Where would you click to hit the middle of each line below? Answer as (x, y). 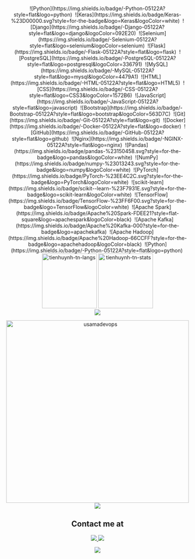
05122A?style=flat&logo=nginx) (85, 145)
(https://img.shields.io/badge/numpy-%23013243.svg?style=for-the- (97, 164)
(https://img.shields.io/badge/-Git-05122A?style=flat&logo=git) (85, 120)
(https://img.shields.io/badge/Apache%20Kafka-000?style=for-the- (97, 225)
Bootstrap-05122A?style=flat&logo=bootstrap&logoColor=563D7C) (90, 114)
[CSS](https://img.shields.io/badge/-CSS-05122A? (97, 89)
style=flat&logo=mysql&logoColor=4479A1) (86, 77)
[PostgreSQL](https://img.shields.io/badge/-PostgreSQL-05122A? (97, 58)
